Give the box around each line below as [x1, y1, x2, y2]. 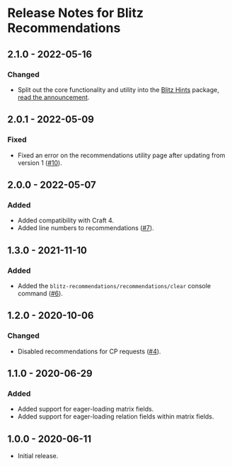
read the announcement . [17, 93, 90, 101]
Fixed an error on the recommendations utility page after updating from [17, 151, 226, 159]
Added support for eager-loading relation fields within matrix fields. [17, 412, 214, 421]
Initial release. [17, 452, 59, 460]
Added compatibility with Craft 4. [17, 216, 115, 225]
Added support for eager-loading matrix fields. [17, 405, 154, 414]
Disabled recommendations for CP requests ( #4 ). [17, 347, 161, 356]
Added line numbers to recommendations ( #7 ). [17, 224, 154, 232]
